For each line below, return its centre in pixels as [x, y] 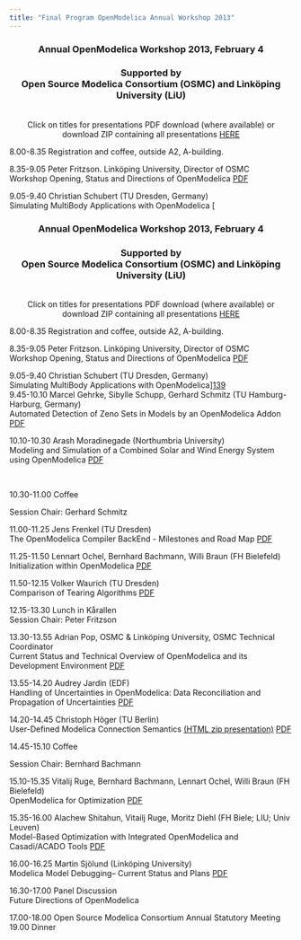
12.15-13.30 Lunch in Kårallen [63, 611]
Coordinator [31, 646]
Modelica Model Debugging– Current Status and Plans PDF [119, 874]
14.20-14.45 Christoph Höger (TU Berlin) [84, 720]
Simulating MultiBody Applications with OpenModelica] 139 [118, 385]
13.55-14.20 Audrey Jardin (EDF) [70, 683]
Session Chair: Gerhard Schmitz [68, 512]
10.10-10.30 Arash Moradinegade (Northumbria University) [117, 441]
